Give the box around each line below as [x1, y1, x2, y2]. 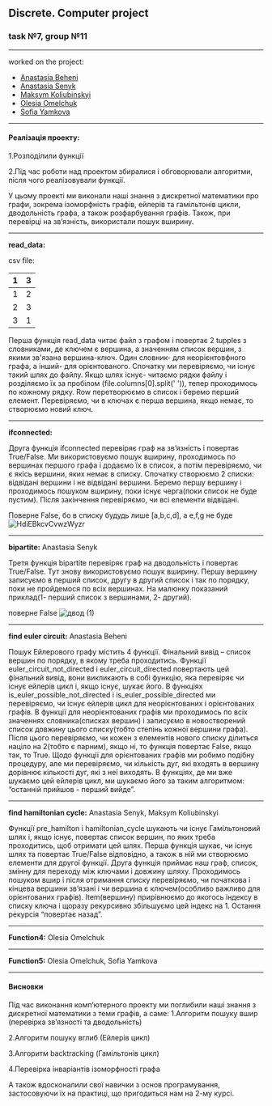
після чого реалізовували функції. [8, 175, 125, 184]
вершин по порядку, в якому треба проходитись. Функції [8, 655, 206, 665]
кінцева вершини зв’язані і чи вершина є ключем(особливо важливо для [8, 884, 261, 893]
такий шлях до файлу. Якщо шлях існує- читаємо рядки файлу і [8, 370, 227, 379]
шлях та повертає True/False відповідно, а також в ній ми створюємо [8, 849, 249, 858]
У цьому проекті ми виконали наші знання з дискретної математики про [8, 190, 259, 201]
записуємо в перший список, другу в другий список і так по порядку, [8, 574, 249, 585]
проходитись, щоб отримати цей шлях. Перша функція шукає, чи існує [8, 841, 253, 850]
